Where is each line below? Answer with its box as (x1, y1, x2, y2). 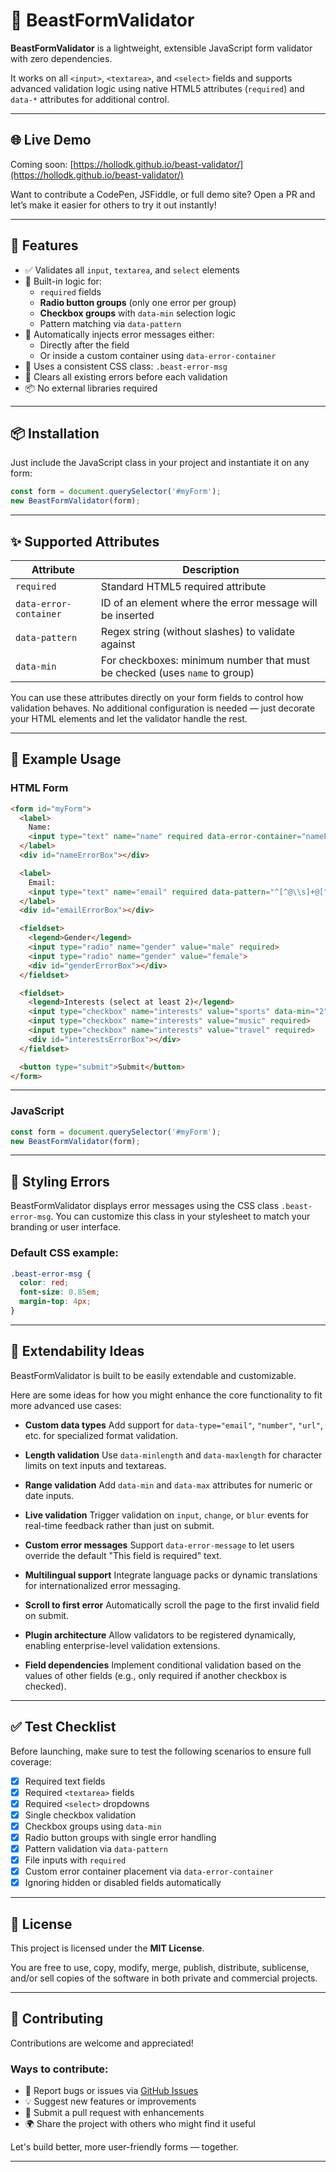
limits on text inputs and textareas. (24, 1459, 167, 1471)
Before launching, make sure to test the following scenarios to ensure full (10, 1745, 312, 1757)
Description (182, 562, 240, 576)
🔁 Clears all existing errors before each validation (24, 370, 228, 383)
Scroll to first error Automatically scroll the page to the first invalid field (24, 1599, 320, 1611)
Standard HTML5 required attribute (100, 579, 267, 593)
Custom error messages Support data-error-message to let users (24, 1539, 295, 1551)
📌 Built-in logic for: (24, 275, 102, 287)
